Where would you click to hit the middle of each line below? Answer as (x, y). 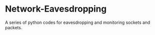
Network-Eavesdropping (56, 9)
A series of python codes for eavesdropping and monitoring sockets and (78, 22)
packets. (14, 27)
